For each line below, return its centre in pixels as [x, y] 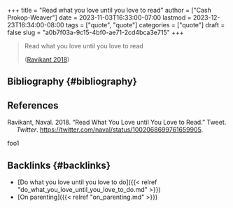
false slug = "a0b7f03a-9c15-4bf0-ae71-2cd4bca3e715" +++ [96, 32]
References [33, 105]
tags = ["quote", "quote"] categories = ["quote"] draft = [145, 25]
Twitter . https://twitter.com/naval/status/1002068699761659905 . [110, 130]
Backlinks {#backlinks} [59, 165]
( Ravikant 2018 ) [47, 60]
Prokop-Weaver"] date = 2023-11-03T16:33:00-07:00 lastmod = [99, 18]
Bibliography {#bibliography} [72, 82]
